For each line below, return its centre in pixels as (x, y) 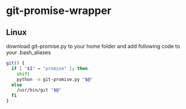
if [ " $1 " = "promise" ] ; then (50, 68)
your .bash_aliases (28, 52)
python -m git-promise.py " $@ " (55, 79)
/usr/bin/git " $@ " (39, 90)
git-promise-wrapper (59, 11)
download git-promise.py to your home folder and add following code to (93, 46)
